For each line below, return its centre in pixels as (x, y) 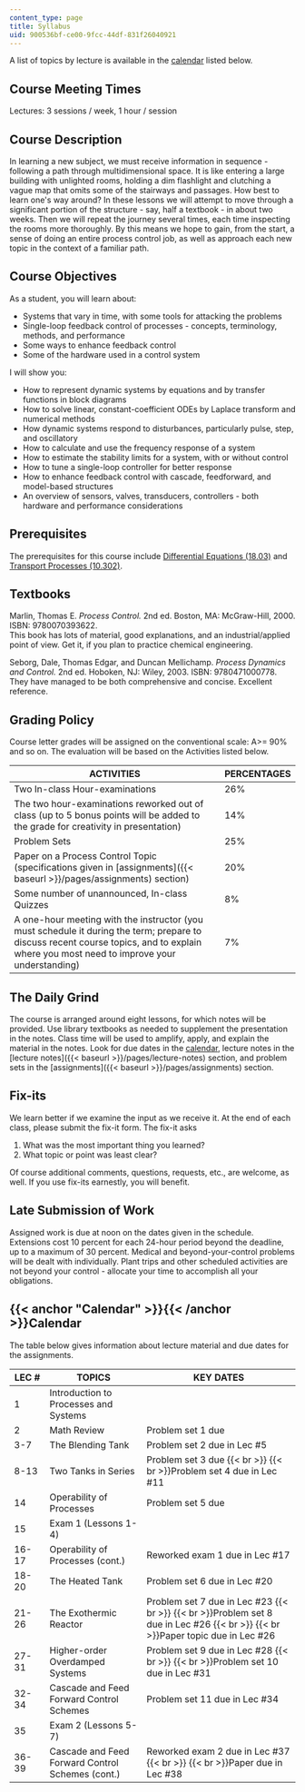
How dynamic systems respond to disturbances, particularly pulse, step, (158, 428)
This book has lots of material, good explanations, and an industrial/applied (150, 635)
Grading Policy (52, 719)
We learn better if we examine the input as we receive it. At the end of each (150, 1118)
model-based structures (68, 486)
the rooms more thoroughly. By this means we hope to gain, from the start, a (152, 229)
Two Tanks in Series (92, 1471)
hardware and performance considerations (103, 506)
